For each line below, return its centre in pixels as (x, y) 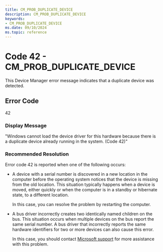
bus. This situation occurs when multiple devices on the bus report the (83, 219)
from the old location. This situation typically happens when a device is (83, 184)
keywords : (15, 19)
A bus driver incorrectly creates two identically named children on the (82, 214)
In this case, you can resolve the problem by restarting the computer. (81, 205)
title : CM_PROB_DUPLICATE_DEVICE (39, 10)
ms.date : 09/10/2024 (26, 28)
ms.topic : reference (26, 32)
